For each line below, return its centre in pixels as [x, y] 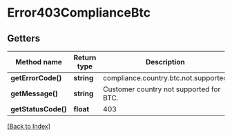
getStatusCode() [39, 109]
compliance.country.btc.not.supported [165, 78]
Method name [38, 62]
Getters [24, 38]
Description [165, 62]
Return [85, 58]
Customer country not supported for [162, 89]
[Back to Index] [29, 126]
